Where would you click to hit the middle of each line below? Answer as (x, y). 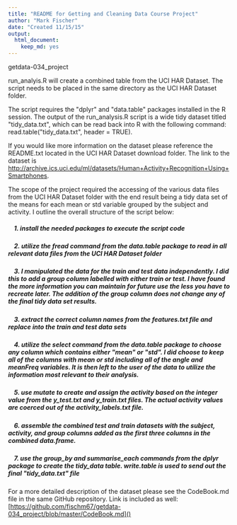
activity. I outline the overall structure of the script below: (91, 212)
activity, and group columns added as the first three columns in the (109, 433)
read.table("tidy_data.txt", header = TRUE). (70, 132)
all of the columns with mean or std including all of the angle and (105, 360)
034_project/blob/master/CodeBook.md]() (70, 514)
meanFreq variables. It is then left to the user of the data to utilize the (112, 367)
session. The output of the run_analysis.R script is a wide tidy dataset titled (117, 117)
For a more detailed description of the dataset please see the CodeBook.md (118, 491)
